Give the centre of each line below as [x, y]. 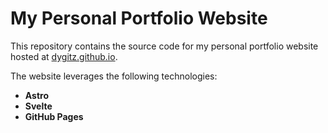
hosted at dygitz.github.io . [64, 56]
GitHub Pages [54, 116]
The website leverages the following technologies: [114, 76]
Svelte [38, 106]
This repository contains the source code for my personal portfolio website [164, 46]
